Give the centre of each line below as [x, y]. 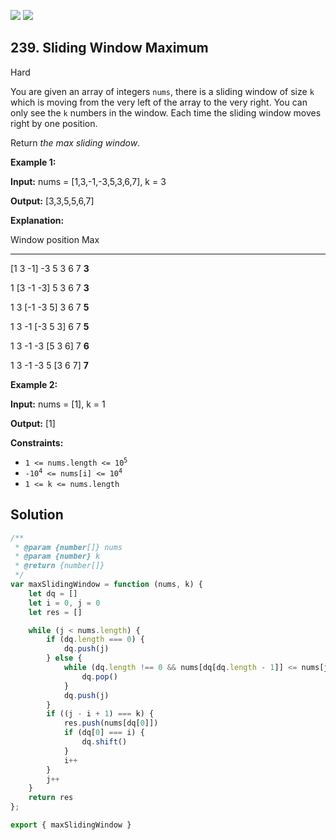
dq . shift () [104, 742]
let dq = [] [53, 593]
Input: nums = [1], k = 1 [58, 404]
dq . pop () [99, 676]
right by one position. [54, 123]
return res [51, 798]
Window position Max [55, 239]
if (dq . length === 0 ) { [95, 640]
